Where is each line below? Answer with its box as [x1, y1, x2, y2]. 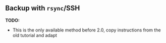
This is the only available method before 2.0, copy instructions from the [12, 27, 161, 33]
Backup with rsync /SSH [5, 4, 80, 12]
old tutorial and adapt [12, 32, 57, 38]
